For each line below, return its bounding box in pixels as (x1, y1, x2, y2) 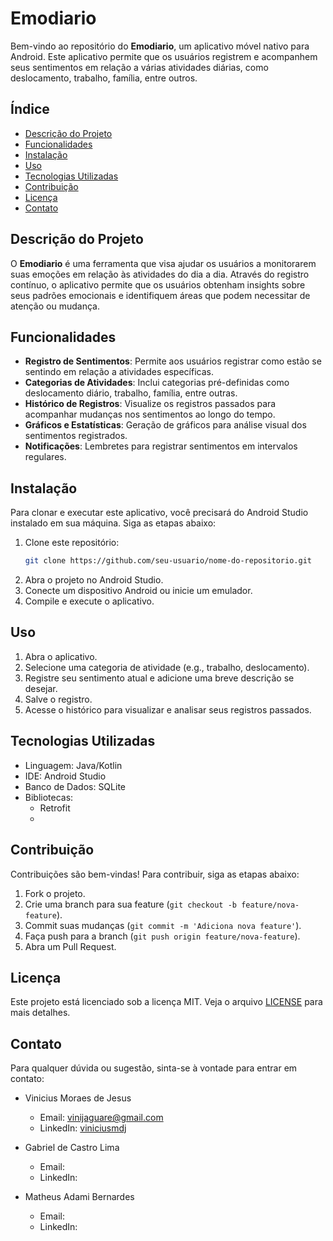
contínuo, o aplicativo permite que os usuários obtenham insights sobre (10, 278, 306, 291)
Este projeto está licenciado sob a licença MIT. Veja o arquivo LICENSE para (10, 996, 323, 1008)
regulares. (24, 451, 67, 463)
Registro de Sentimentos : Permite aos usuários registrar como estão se (24, 355, 322, 367)
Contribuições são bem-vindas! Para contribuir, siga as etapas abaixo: (10, 868, 300, 880)
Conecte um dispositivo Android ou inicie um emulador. (24, 585, 253, 597)
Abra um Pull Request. (24, 940, 117, 952)
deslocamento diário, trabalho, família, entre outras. (24, 387, 238, 399)
